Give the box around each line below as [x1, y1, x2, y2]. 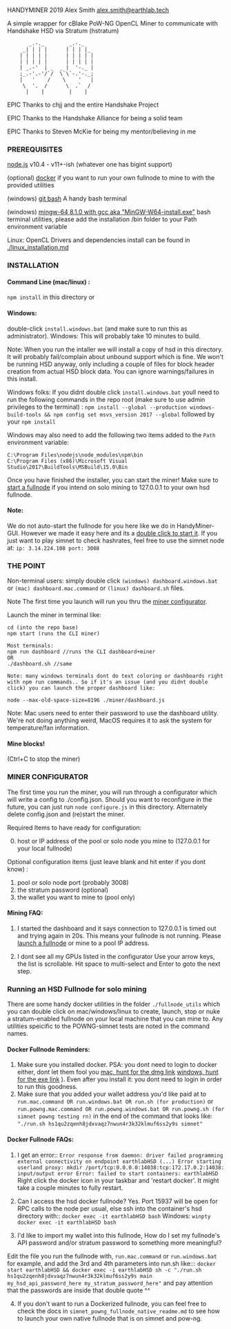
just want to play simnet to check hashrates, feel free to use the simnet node [7, 536, 225, 544]
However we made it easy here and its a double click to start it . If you [21, 529, 218, 537]
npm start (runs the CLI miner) [7, 630, 100, 637]
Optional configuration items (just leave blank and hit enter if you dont [7, 857, 205, 865]
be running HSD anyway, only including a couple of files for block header [7, 360, 215, 368]
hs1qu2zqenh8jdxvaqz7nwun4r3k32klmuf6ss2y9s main [7, 1272, 153, 1279]
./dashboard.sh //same [7, 661, 72, 668]
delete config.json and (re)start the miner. [7, 809, 125, 818]
